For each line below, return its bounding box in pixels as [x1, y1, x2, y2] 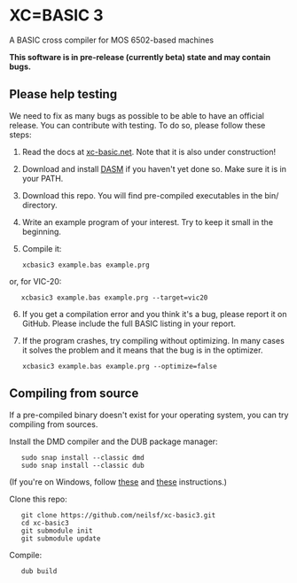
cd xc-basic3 [20, 518, 69, 527]
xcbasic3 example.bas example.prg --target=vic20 [20, 293, 208, 302]
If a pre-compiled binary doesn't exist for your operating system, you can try [9, 409, 289, 420]
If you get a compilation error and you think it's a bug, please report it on [21, 308, 287, 319]
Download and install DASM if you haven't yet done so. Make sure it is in [21, 163, 286, 174]
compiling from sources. [9, 418, 98, 430]
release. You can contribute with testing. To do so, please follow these [9, 120, 266, 130]
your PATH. [21, 173, 64, 183]
